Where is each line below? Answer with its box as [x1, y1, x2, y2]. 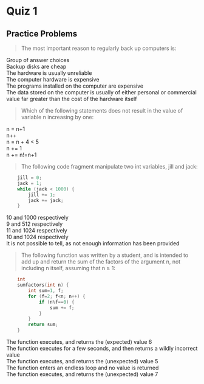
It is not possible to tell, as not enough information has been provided [6, 240, 180, 247]
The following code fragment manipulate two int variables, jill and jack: [21, 163, 198, 170]
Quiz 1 [6, 4, 38, 18]
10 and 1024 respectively [6, 233, 69, 241]
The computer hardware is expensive [6, 76, 100, 83]
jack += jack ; [28, 197, 64, 203]
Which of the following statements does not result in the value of [21, 107, 183, 114]
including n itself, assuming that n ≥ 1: [21, 265, 115, 272]
